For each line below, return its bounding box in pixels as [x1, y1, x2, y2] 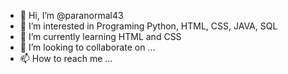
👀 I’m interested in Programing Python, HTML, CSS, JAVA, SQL [19, 20, 278, 32]
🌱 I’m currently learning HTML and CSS [19, 31, 182, 42]
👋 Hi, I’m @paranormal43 [19, 10, 124, 21]
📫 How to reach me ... [19, 53, 113, 64]
